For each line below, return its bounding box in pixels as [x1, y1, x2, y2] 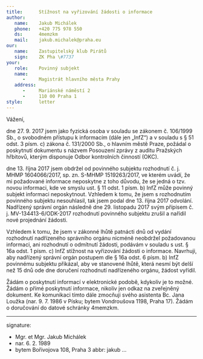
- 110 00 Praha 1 [22, 93, 77, 99]
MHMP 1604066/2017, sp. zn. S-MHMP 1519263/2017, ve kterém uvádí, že [6, 171, 190, 179]
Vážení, [6, 116, 25, 123]
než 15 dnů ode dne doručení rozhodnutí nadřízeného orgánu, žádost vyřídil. [6, 266, 196, 274]
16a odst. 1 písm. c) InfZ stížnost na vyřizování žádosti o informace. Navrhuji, [6, 247, 198, 254]
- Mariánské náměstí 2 [22, 88, 91, 94]
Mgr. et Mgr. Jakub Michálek [14, 333, 86, 340]
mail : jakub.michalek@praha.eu [14, 37, 101, 43]
